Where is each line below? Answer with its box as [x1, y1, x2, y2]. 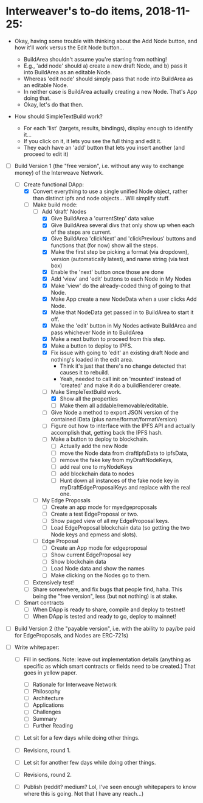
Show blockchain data [50, 558, 107, 566]
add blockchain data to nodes [60, 470, 134, 477]
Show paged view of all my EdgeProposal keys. [50, 517, 170, 524]
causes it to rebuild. [60, 369, 110, 376]
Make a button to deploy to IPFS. [50, 342, 133, 349]
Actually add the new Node [60, 443, 128, 450]
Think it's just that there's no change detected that [60, 362, 187, 370]
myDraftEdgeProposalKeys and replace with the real [60, 483, 191, 491]
